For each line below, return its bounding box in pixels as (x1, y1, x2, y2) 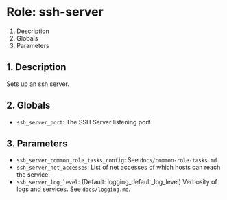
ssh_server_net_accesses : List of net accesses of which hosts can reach (16, 163, 221, 172)
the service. (16, 170, 51, 179)
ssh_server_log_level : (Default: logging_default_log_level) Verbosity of (16, 178, 217, 186)
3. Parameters (6, 137, 68, 149)
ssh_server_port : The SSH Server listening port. (16, 118, 152, 126)
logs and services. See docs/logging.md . (16, 185, 131, 193)
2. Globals (6, 100, 51, 111)
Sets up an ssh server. (6, 80, 69, 88)
